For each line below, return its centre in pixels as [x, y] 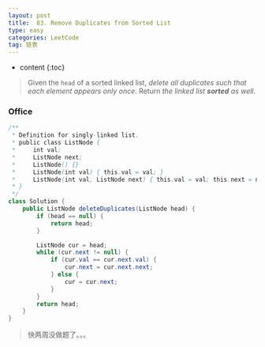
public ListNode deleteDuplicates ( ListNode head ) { [109, 209]
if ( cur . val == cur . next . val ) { [103, 260]
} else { [65, 275]
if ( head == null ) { [70, 216]
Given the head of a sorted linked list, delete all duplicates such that [137, 83]
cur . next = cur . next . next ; [109, 267]
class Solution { [37, 202]
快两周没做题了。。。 [59, 335]
